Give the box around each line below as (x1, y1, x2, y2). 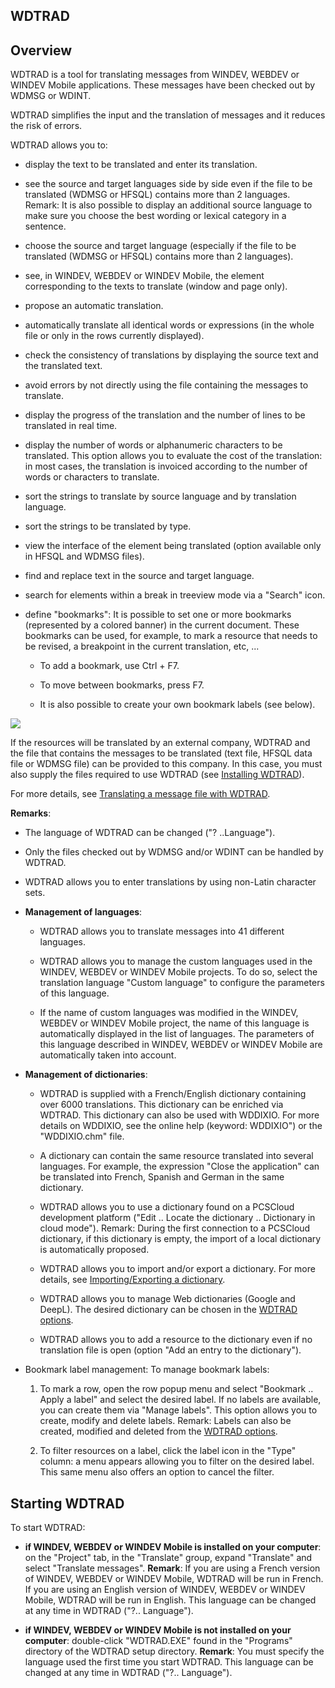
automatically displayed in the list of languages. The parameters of (39, 1028, 315, 1040)
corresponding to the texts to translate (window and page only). (24, 280, 288, 293)
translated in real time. (24, 420, 118, 432)
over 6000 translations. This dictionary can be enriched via (39, 1099, 284, 1111)
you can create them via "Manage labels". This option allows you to (39, 1404, 318, 1416)
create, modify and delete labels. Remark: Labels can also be (39, 1415, 292, 1427)
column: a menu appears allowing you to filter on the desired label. (39, 1455, 315, 1468)
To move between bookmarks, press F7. (39, 679, 205, 691)
